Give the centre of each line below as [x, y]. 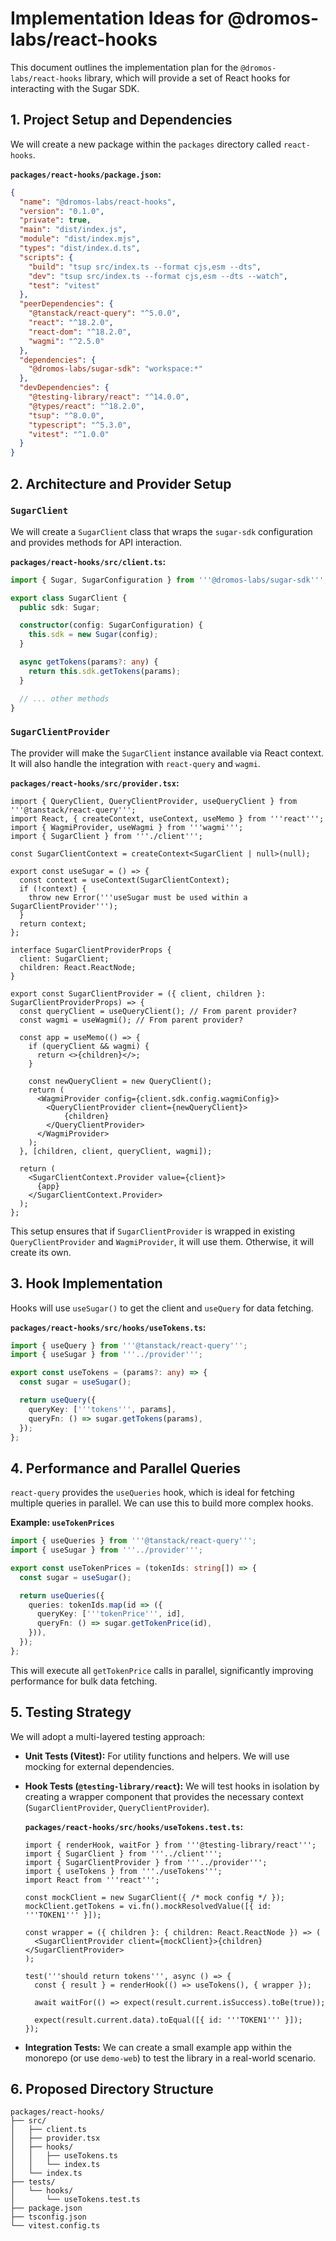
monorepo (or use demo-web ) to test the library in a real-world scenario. [170, 2058]
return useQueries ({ [62, 1595]
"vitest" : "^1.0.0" [69, 434]
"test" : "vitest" [64, 285]
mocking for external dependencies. [99, 1766]
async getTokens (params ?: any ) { [89, 662]
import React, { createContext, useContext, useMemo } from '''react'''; [167, 818]
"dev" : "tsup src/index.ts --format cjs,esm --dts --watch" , [158, 276]
